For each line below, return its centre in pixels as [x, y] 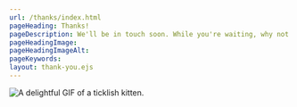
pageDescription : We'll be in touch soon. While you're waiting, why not [149, 34]
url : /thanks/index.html [55, 17]
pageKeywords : [36, 59]
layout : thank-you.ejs [51, 68]
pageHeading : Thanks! [49, 26]
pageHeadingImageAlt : [49, 51]
